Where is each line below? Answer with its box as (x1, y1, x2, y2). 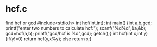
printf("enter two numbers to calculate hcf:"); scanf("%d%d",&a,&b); (5, 25, 147, 31)
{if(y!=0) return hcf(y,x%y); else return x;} (5, 36, 92, 42)
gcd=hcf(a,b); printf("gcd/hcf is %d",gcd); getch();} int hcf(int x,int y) (5, 30, 148, 36)
